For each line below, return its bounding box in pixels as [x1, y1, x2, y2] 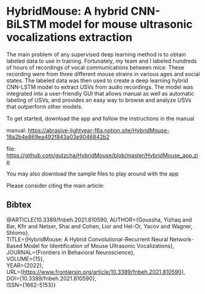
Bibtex [6, 199, 32, 210]
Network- [169, 235, 194, 243]
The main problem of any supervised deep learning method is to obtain [6, 50, 186, 58]
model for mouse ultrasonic [48, 17, 193, 31]
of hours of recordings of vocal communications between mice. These [6, 63, 185, 71]
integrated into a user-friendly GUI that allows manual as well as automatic [6, 90, 195, 97]
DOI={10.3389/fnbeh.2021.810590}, [6, 274, 97, 282]
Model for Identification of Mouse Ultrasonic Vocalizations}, [23, 242, 175, 249]
